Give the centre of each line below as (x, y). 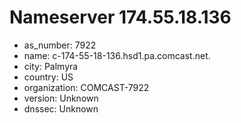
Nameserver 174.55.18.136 (120, 17)
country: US (48, 77)
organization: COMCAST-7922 (86, 87)
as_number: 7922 (60, 45)
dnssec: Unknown (61, 108)
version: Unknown (61, 98)
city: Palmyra (51, 66)
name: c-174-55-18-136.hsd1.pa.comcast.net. (117, 55)
